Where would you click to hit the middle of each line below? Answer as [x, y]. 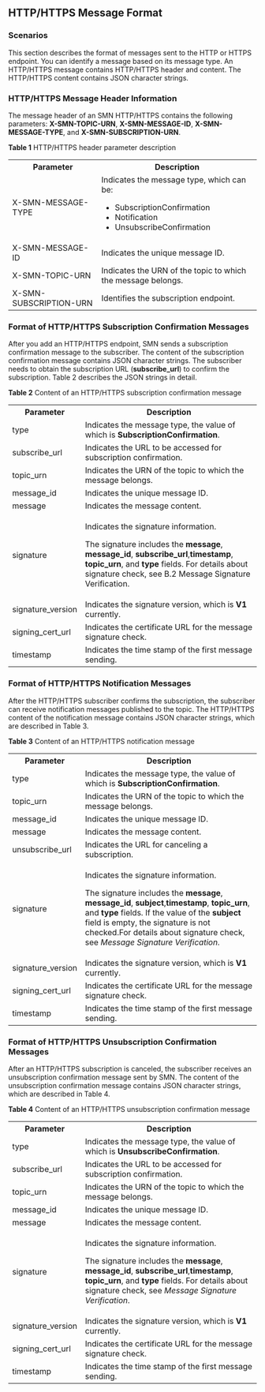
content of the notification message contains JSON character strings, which [131, 717]
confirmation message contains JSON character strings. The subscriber [125, 361]
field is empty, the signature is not [147, 922]
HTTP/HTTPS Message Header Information [93, 98]
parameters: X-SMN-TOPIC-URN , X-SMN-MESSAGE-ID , [101, 123]
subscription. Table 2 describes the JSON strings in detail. [103, 377]
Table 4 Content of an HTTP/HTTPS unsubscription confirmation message [129, 1109]
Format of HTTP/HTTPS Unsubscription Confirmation [112, 1042]
